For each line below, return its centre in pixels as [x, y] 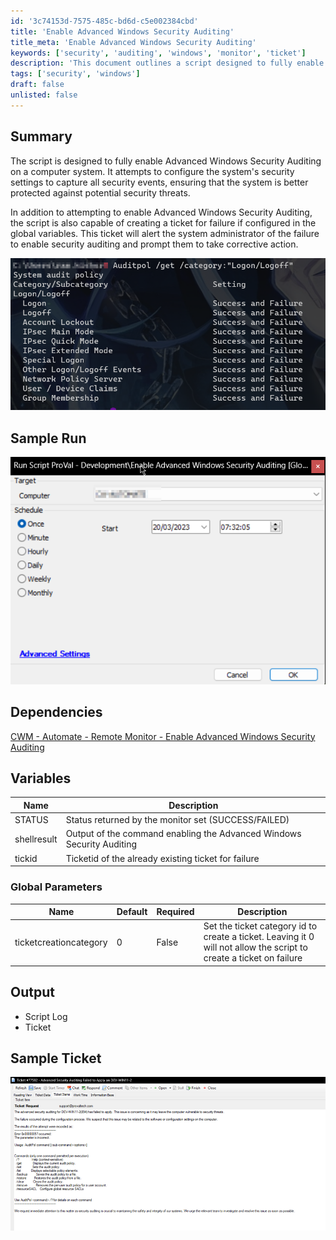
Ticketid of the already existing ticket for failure [162, 858]
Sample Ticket [56, 1058]
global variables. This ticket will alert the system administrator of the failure [165, 233]
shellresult [36, 839]
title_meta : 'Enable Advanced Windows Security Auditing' [133, 42]
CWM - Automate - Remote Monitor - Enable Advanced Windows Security [163, 736]
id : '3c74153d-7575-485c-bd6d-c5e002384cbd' [104, 21]
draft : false [37, 85]
